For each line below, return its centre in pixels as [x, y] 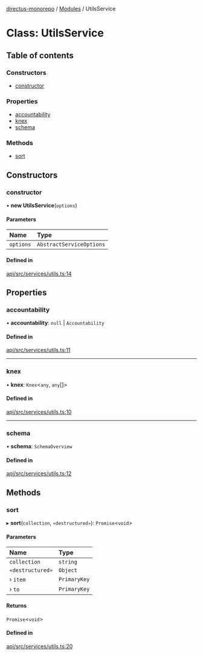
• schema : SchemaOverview [39, 446]
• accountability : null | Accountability [55, 323]
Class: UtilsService [55, 33]
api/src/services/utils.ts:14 [39, 274]
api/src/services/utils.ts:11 [38, 350]
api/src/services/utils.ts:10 [39, 412]
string [68, 562]
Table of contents [40, 55]
